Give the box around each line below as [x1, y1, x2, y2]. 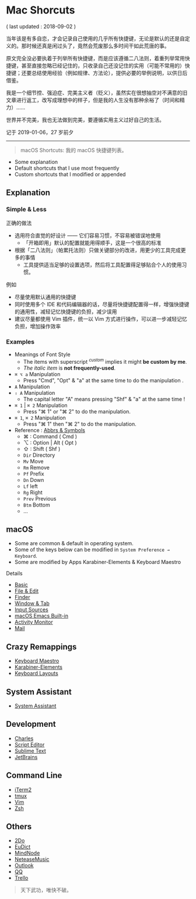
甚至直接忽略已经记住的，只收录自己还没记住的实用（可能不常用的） [21, 62, 185, 69]
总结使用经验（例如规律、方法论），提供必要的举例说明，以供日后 [31, 69, 188, 76]
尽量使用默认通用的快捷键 [14, 293, 76, 300]
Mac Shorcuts [6, 4, 75, 17]
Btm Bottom [23, 501, 51, 508]
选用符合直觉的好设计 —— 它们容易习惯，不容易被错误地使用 [14, 232, 161, 239]
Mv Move [23, 457, 44, 464]
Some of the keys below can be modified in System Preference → [14, 546, 170, 553]
